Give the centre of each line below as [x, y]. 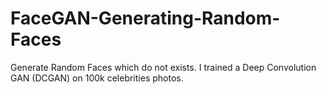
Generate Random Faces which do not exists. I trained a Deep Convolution [163, 67]
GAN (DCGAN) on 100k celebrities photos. [97, 78]
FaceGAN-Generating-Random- [145, 18]
